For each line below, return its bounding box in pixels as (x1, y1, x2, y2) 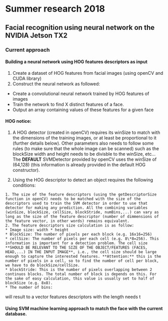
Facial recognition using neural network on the (5, 23, 155, 32)
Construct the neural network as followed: (12, 80, 100, 86)
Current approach (5, 46, 50, 53)
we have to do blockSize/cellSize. (5, 262, 80, 268)
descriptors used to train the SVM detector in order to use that (5, 201, 148, 206)
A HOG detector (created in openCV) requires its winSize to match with (12, 129, 160, 135)
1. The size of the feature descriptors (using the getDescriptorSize (5, 192, 157, 197)
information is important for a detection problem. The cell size (5, 241, 148, 246)
